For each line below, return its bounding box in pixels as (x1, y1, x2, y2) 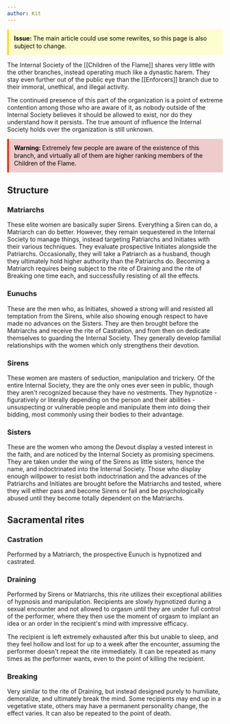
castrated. (7, 557, 36, 565)
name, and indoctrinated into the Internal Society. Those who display (7, 465, 201, 473)
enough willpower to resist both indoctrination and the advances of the (7, 472, 207, 481)
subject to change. (14, 42, 67, 50)
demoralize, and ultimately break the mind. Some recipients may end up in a (7, 694, 221, 703)
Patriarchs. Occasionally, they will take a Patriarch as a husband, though (7, 250, 211, 258)
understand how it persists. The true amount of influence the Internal (7, 117, 202, 126)
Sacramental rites (7, 514, 85, 525)
